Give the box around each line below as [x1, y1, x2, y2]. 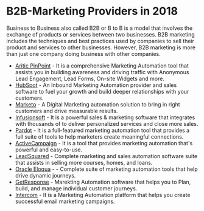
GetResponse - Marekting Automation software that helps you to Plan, [15, 178, 191, 185]
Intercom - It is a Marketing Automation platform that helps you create [15, 191, 191, 198]
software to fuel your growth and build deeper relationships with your [15, 88, 189, 95]
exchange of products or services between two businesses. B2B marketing [6, 30, 195, 38]
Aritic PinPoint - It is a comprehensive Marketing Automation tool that [15, 62, 189, 69]
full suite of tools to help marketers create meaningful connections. [15, 133, 184, 140]
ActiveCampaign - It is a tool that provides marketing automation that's [15, 139, 193, 147]
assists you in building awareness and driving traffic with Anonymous [15, 68, 189, 75]
